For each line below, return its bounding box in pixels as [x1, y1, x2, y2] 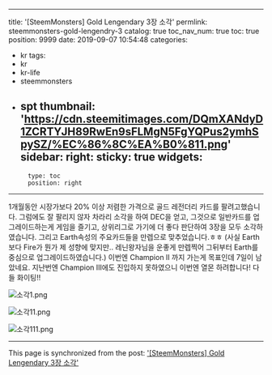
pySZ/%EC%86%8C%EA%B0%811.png [19, 138, 228, 151]
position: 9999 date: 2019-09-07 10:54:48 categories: [8, 35, 189, 45]
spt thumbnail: [19, 100, 96, 113]
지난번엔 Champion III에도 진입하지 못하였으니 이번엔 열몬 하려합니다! [32, 262, 251, 272]
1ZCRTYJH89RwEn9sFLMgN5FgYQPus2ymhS [19, 125, 259, 138]
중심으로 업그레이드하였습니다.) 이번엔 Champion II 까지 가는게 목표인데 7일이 [8, 252, 253, 262]
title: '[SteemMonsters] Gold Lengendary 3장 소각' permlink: [8, 17, 208, 27]
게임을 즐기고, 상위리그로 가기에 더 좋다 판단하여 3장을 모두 [56, 222, 242, 232]
